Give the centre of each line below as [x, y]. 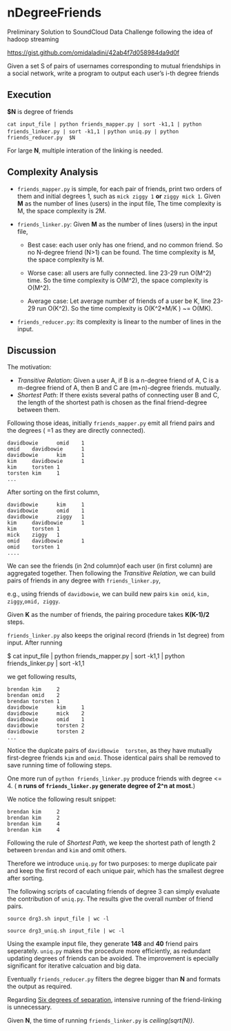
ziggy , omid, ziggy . [34, 601]
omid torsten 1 [33, 547]
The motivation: [29, 367]
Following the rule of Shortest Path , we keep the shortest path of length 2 [111, 843]
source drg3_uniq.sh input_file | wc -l [66, 931]
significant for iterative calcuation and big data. [74, 966]
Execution [29, 95]
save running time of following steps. [60, 765]
